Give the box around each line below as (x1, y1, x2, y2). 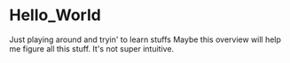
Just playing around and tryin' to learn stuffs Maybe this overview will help (9, 34, 282, 45)
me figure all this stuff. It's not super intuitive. (9, 43, 175, 53)
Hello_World (9, 5, 102, 25)
